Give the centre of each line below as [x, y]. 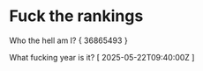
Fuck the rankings [76, 16]
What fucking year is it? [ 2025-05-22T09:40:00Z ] [102, 57]
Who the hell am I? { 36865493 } [68, 40]
